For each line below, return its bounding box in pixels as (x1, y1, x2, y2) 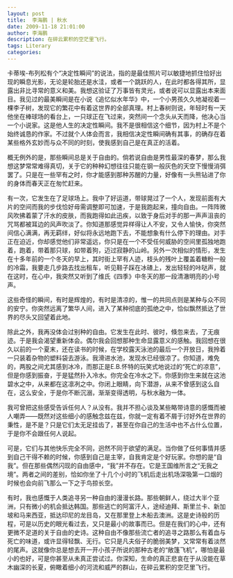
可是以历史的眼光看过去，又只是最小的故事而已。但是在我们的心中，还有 (19, 519, 226, 528)
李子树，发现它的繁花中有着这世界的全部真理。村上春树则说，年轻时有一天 (12, 104, 226, 112)
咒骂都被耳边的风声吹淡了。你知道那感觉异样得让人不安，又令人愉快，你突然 (7, 220, 226, 228)
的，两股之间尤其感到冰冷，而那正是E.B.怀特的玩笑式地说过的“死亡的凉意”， (7, 362, 224, 370)
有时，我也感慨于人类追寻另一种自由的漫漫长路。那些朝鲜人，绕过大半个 (7, 493, 214, 502)
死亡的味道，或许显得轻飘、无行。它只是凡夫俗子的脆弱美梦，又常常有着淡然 (7, 536, 226, 545)
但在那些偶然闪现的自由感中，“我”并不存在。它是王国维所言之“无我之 (21, 461, 218, 470)
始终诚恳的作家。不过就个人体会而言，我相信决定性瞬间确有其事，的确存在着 (7, 129, 226, 138)
